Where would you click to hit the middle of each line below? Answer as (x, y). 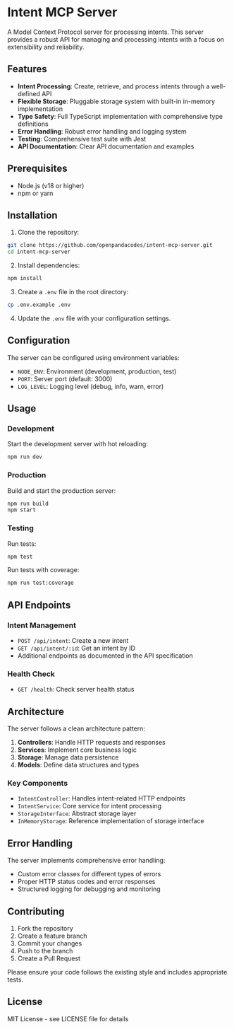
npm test (20, 557)
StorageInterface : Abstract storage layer (77, 813)
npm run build (28, 504)
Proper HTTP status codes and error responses (86, 882)
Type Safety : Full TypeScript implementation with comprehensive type (120, 116)
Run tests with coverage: (43, 570)
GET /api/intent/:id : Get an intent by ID (76, 649)
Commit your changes (50, 943)
